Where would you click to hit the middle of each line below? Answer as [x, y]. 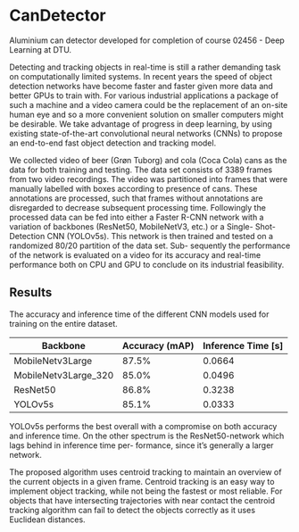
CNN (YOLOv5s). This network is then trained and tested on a [160, 236]
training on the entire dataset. [63, 323]
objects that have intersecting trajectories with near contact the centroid [142, 500]
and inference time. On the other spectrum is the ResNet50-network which [147, 436]
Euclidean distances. [48, 520]
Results [31, 292]
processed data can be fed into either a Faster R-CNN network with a [137, 217]
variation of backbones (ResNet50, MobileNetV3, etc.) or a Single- [131, 226]
